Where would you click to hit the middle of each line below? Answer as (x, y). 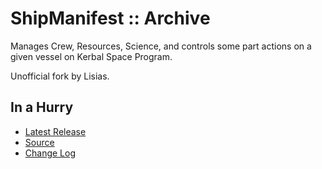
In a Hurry (42, 107)
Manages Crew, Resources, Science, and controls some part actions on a (161, 46)
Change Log (50, 153)
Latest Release (55, 131)
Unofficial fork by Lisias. (60, 76)
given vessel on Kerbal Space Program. (91, 56)
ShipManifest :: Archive (110, 18)
